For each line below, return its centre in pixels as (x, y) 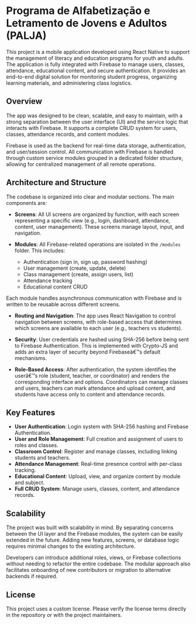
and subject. (30, 483)
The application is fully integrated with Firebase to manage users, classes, (96, 64)
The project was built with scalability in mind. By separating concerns (90, 527)
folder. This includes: (40, 251)
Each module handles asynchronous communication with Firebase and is (94, 298)
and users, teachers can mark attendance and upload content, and (95, 388)
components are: (27, 203)
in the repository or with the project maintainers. (64, 615)
